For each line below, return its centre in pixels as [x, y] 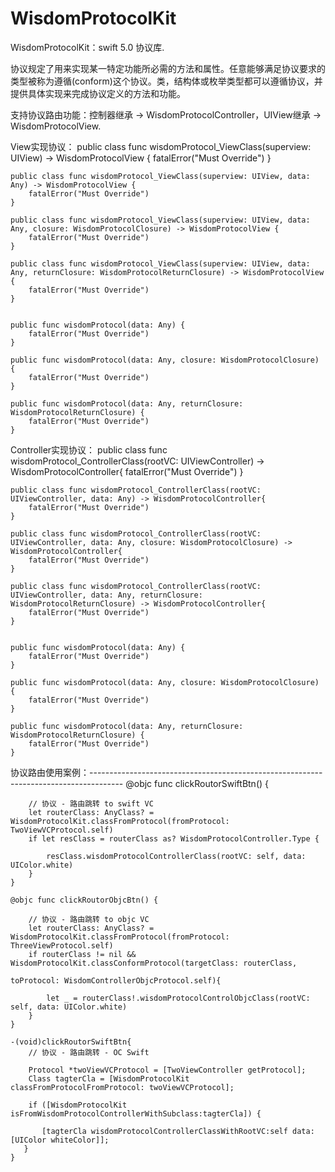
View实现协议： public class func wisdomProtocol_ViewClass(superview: [161, 146]
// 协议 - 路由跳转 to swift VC [91, 803]
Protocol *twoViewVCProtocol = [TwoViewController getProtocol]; [167, 1070]
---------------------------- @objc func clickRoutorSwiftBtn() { [140, 783]
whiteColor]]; [80, 1140]
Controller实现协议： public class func [89, 449]
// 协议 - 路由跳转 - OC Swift [89, 1052]
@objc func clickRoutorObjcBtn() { [84, 900]
